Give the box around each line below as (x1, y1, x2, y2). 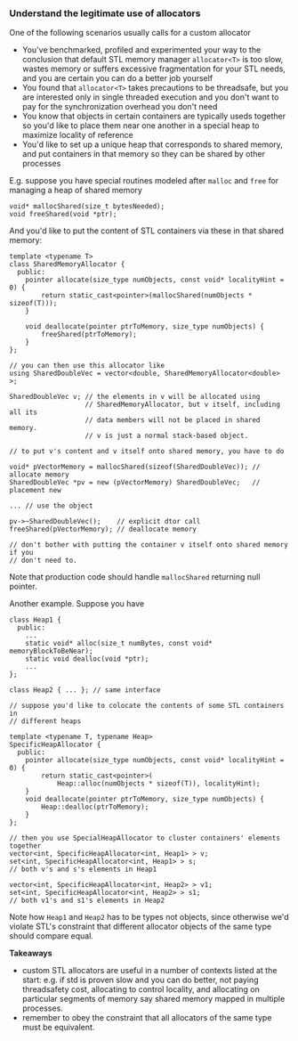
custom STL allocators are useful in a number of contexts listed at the (21, 965, 278, 976)
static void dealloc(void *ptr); (25, 655, 149, 663)
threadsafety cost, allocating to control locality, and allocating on (21, 984, 260, 995)
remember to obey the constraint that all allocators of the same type (21, 1013, 272, 1023)
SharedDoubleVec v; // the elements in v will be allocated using (9, 393, 261, 402)
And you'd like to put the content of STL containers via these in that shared (9, 225, 285, 236)
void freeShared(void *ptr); (9, 210, 117, 219)
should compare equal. (9, 931, 93, 941)
